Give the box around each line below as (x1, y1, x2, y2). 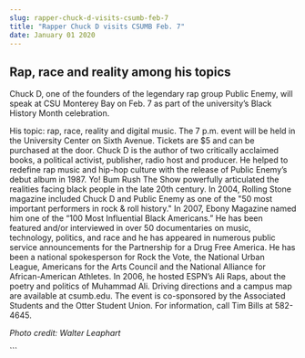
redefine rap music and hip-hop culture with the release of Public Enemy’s (9, 164, 288, 175)
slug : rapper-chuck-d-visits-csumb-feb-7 (9, 13, 169, 23)
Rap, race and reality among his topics (9, 64, 231, 79)
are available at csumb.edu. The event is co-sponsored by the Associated (9, 290, 286, 301)
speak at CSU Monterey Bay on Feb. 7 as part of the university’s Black (9, 98, 272, 110)
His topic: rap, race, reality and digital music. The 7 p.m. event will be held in (9, 125, 296, 137)
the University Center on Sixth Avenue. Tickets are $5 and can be (9, 135, 255, 146)
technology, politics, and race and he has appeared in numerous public (9, 232, 276, 243)
